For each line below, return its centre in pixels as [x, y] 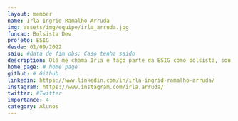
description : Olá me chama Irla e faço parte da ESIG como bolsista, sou [119, 60]
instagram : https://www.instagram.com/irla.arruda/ [86, 87]
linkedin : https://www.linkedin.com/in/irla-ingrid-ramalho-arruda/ [111, 80]
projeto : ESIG [29, 41]
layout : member [30, 14]
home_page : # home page [43, 67]
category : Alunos [33, 107]
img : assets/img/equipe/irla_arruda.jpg [68, 27]
